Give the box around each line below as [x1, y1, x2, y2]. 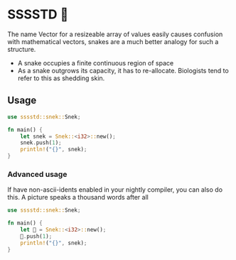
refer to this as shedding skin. [17, 74, 105, 82]
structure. [7, 45, 36, 53]
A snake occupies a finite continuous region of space [17, 58, 174, 67]
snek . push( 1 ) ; [20, 139, 62, 146]
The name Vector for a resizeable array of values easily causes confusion [7, 30, 223, 38]
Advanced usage [7, 169, 68, 179]
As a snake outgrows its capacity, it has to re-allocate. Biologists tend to [17, 66, 229, 75]
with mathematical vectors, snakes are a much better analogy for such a [7, 37, 219, 45]
